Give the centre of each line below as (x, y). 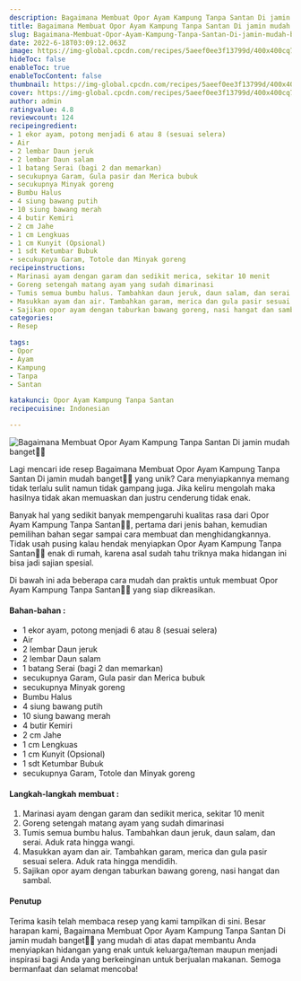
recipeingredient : (43, 127)
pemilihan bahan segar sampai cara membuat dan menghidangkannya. (140, 534)
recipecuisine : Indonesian (60, 409)
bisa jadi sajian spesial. (52, 563)
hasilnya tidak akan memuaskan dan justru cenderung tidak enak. (130, 498)
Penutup (26, 901)
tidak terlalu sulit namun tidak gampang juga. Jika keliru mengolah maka (142, 488)
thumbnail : (30, 84)
